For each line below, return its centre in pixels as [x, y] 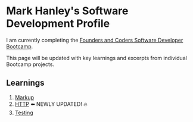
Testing [24, 112]
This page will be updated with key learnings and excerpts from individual [97, 58]
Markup [24, 97]
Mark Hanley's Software [67, 11]
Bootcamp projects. [30, 64]
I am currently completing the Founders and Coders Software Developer [95, 40]
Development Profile [58, 24]
